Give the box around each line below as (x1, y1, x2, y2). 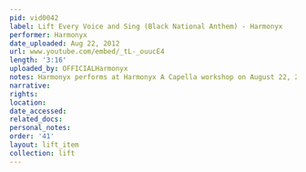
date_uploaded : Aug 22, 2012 (9, 38, 120, 48)
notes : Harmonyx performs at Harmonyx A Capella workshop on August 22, (9, 73, 291, 82)
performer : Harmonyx (9, 30, 88, 39)
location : (9, 97, 47, 107)
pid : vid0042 (9, 13, 59, 23)
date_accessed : (9, 106, 67, 116)
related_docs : (9, 115, 64, 124)
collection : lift (9, 148, 76, 157)
